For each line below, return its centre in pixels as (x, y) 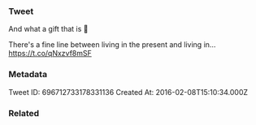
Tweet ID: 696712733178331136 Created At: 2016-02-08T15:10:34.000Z (128, 92)
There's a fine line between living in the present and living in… (112, 45)
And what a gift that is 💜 (48, 29)
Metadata (28, 75)
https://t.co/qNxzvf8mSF (50, 54)
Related (24, 113)
